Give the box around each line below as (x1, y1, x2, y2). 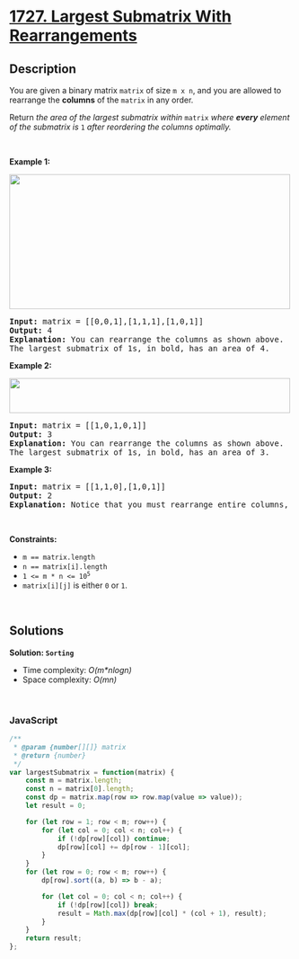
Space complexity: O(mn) (22, 674, 118, 685)
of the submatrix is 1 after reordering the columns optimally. (9, 121, 232, 132)
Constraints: (9, 534, 57, 545)
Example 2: (9, 360, 52, 370)
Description (9, 61, 76, 76)
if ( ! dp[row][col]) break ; (57, 901, 159, 910)
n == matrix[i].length (22, 563, 108, 572)
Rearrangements (9, 25, 137, 46)
